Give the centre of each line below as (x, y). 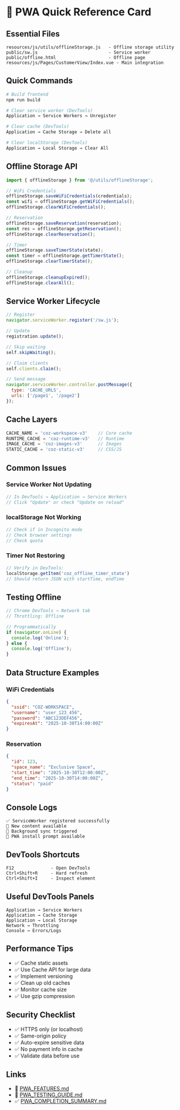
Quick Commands (40, 81)
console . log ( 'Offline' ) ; (42, 649)
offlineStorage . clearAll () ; (40, 283)
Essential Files (33, 34)
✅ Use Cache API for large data (52, 969)
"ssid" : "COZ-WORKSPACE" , (43, 707)
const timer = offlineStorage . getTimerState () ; (65, 256)
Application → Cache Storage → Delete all (59, 132)
